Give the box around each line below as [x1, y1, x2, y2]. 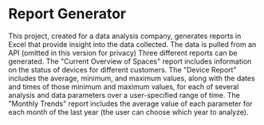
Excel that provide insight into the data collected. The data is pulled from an [8, 39, 257, 49]
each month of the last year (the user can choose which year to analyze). [8, 107, 249, 116]
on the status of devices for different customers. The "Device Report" [8, 64, 237, 74]
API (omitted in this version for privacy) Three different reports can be [8, 48, 238, 57]
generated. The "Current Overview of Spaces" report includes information [8, 57, 252, 66]
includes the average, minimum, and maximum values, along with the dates [8, 73, 255, 83]
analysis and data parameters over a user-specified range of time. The [8, 90, 241, 100]
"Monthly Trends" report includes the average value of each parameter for [8, 99, 253, 108]
